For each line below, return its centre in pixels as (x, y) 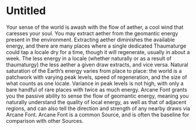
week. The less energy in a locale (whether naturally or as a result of (89, 58)
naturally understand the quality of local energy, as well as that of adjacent (96, 102)
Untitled (26, 11)
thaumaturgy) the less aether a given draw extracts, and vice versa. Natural (97, 64)
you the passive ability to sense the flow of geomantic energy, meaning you (97, 96)
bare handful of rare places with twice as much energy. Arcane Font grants (97, 89)
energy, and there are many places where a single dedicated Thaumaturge (96, 46)
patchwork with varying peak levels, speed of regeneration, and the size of (97, 77)
